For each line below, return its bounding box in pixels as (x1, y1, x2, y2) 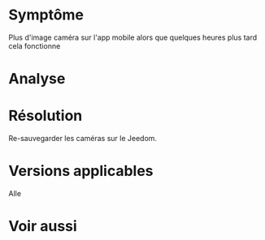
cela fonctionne (8, 41, 61, 50)
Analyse (8, 70, 66, 88)
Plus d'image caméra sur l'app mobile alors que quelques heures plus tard (8, 32, 258, 42)
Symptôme (8, 6, 84, 24)
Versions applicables (8, 162, 154, 180)
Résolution (8, 107, 83, 125)
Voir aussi (8, 217, 77, 236)
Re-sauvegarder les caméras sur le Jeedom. (8, 134, 157, 144)
